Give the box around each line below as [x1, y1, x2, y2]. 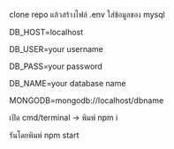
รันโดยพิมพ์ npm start [9, 130, 79, 140]
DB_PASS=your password [9, 61, 103, 71]
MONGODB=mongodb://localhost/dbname [9, 95, 164, 106]
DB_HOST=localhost [9, 27, 84, 37]
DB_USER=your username [9, 44, 103, 54]
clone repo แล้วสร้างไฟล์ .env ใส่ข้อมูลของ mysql [9, 10, 165, 19]
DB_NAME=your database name [9, 78, 126, 88]
